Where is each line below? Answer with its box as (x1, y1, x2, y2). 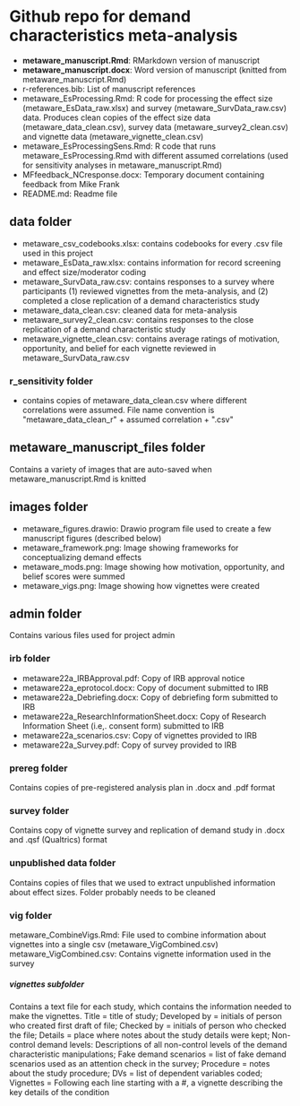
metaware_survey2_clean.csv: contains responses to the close (21, 314, 254, 324)
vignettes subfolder (9, 979, 85, 989)
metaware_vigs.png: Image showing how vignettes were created (21, 580, 260, 591)
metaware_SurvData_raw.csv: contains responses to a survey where (21, 276, 275, 287)
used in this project (21, 247, 94, 258)
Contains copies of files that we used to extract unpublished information (9, 877, 276, 888)
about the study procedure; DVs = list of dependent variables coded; (9, 1067, 262, 1078)
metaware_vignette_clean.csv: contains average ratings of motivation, (21, 333, 280, 344)
